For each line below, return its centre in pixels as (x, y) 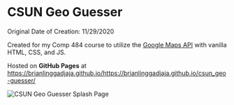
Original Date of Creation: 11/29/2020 (61, 31)
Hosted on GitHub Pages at (47, 65)
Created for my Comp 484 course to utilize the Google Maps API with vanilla (117, 45)
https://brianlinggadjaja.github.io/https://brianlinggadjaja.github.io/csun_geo (117, 73)
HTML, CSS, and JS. (37, 52)
